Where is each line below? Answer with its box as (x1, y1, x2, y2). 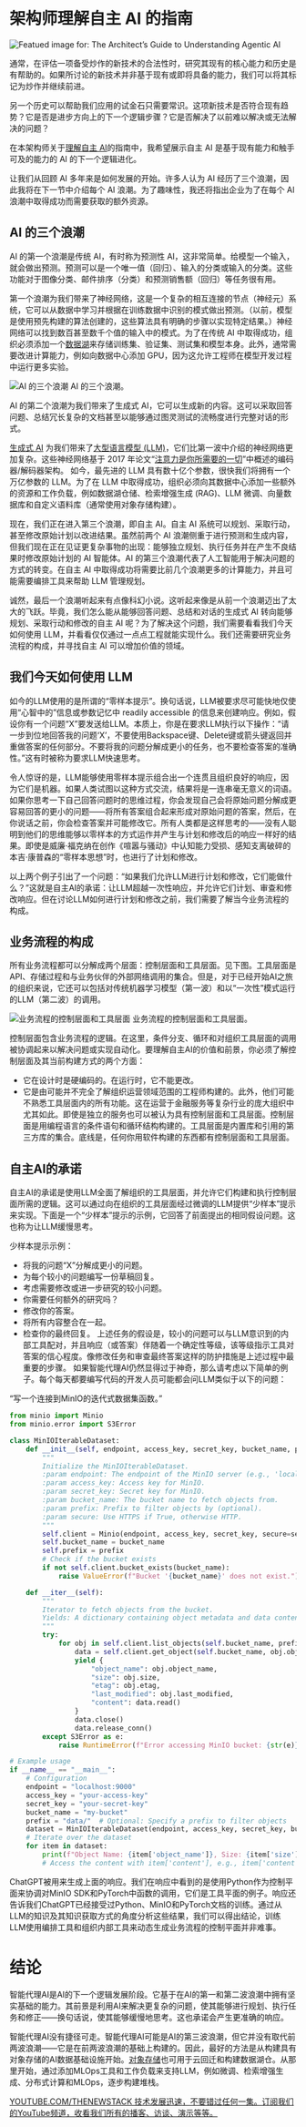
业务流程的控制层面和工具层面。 (131, 1013, 252, 1025)
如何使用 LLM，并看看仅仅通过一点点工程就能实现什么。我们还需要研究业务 (9, 629, 291, 639)
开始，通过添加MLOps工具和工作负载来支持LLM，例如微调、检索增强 (16, 2065, 276, 2076)
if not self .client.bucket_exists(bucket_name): (42, 1563, 230, 1572)
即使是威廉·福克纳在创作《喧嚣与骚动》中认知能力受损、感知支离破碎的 (25, 840, 291, 851)
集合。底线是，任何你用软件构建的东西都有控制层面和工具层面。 (54, 1131, 294, 1143)
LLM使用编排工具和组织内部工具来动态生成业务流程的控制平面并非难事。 (9, 1921, 281, 1932)
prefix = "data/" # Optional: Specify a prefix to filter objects (25, 1816, 287, 1825)
